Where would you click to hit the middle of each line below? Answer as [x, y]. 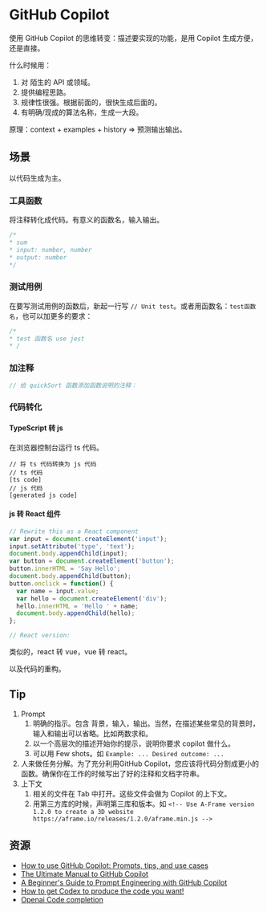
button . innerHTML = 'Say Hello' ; [65, 569]
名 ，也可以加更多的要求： [51, 316]
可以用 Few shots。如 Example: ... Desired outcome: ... [128, 753]
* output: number [38, 257]
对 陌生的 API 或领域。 [57, 82]
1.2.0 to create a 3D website [83, 812]
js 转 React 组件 [35, 514]
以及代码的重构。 [37, 669]
